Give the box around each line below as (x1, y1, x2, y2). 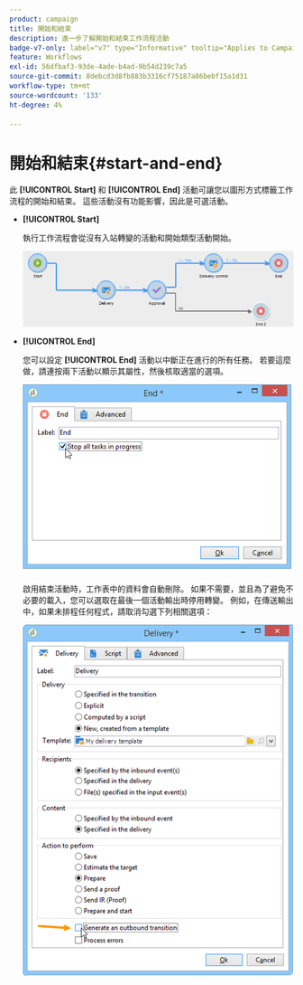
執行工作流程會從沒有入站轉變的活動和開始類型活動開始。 (22, 232, 236, 243)
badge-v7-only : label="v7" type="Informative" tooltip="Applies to (9, 43, 269, 52)
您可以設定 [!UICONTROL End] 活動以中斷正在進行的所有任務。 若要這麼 (22, 354, 291, 365)
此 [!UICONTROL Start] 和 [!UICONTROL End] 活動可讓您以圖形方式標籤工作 (9, 185, 294, 195)
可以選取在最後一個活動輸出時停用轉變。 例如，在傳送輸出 (78, 594, 294, 605)
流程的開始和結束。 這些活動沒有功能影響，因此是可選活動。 (9, 195, 233, 207)
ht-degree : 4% (9, 100, 63, 109)
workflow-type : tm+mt (9, 81, 91, 90)
